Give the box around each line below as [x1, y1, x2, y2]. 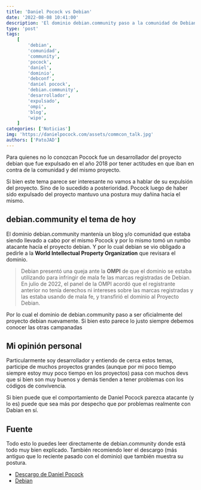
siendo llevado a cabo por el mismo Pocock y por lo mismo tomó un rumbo [6, 236, 191, 244]
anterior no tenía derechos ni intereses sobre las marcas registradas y [20, 286, 193, 294]
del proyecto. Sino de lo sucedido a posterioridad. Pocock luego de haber [6, 184, 188, 191]
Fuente [6, 424, 33, 434]
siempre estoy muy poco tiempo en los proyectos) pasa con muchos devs [6, 369, 188, 377]
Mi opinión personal [6, 341, 82, 351]
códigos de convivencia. [6, 382, 67, 390]
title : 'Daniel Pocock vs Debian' [6, 8, 93, 15]
